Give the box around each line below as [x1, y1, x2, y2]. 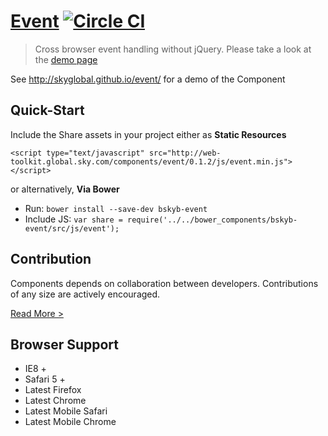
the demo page [34, 53, 98, 65]
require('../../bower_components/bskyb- [127, 215, 298, 225]
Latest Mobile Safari [24, 405, 108, 417]
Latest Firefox [24, 384, 82, 396]
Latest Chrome [24, 395, 87, 407]
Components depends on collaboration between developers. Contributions [10, 277, 319, 289]
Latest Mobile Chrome [24, 416, 117, 428]
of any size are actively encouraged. [10, 288, 161, 300]
